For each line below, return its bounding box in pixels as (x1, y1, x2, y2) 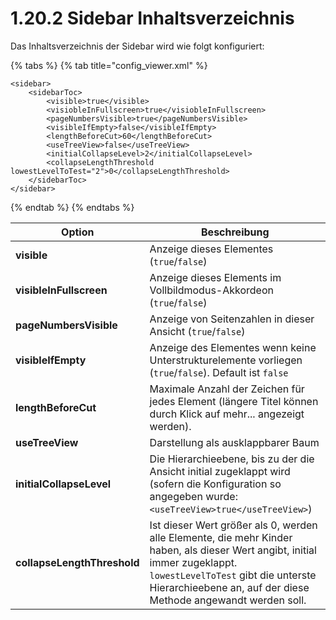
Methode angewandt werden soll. (149, 593, 307, 607)
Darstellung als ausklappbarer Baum (149, 435, 320, 449)
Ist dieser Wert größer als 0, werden (149, 518, 318, 532)
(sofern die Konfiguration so (149, 477, 282, 491)
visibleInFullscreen (15, 283, 108, 297)
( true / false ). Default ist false (149, 365, 289, 379)
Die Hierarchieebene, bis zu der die (149, 452, 315, 466)
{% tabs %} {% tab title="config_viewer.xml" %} (10, 59, 208, 71)
